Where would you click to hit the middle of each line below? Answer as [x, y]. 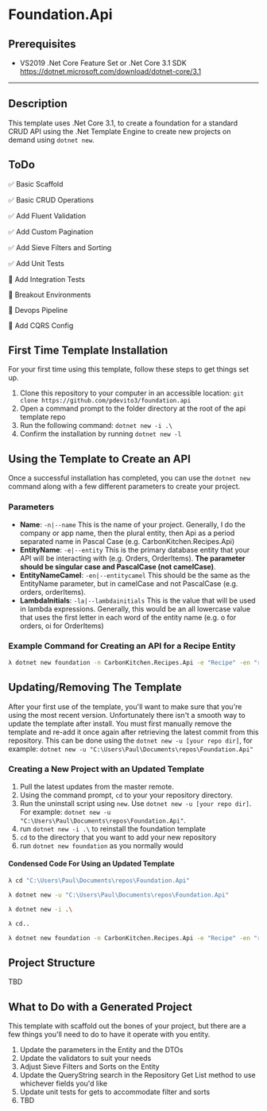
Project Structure [52, 962]
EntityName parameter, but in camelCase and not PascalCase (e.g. [129, 583]
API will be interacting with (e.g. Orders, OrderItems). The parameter [132, 558]
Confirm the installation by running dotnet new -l [101, 434]
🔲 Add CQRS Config [41, 325]
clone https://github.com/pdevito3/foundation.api [105, 401]
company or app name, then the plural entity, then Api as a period [127, 533]
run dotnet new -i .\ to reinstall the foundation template [113, 828]
